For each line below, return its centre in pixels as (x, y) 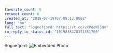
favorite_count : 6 (23, 9)
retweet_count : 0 (22, 14)
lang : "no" (15, 23)
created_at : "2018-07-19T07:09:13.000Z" (46, 18)
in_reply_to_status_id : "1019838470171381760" (52, 32)
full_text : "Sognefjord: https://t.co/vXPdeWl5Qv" (56, 27)
